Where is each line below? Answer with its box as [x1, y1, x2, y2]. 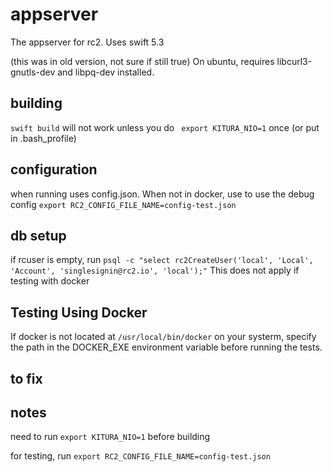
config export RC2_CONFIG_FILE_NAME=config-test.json [10, 198, 237, 210]
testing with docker [10, 275, 90, 287]
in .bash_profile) [10, 132, 77, 144]
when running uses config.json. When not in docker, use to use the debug [10, 188, 315, 200]
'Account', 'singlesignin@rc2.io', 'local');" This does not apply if [10, 264, 300, 277]
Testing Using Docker [10, 304, 148, 321]
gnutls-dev [10, 66, 56, 78]
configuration [10, 161, 98, 178]
